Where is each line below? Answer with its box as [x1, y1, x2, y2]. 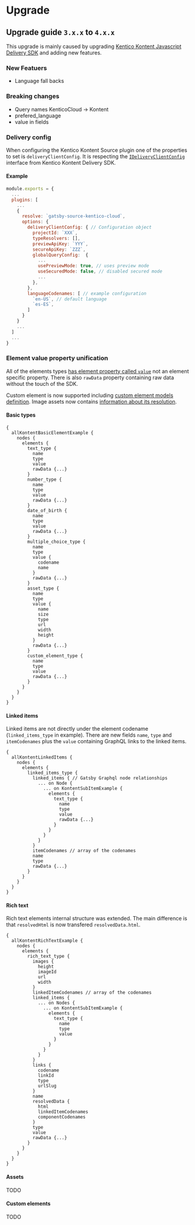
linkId [37, 1073, 54, 1079]
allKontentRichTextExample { [11, 938, 83, 944]
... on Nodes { [37, 1000, 76, 1006]
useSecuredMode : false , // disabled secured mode [37, 268, 162, 274]
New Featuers [6, 63, 47, 72]
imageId [37, 969, 57, 975]
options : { [21, 219, 49, 225]
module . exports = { [6, 186, 54, 192]
